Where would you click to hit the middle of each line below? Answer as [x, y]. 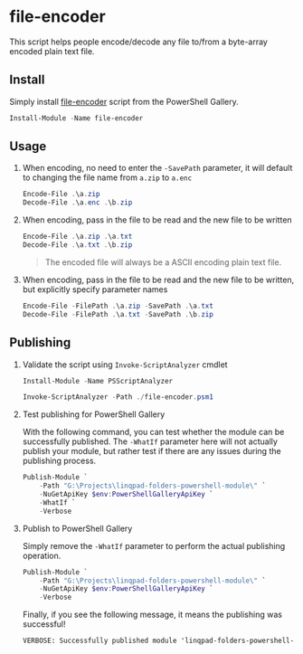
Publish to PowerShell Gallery [77, 528]
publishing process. [59, 461]
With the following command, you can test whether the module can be [153, 432]
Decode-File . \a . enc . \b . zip [77, 203]
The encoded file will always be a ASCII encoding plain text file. [163, 262]
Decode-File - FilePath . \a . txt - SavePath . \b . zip [118, 314]
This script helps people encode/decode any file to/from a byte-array [139, 42]
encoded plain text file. [52, 51]
